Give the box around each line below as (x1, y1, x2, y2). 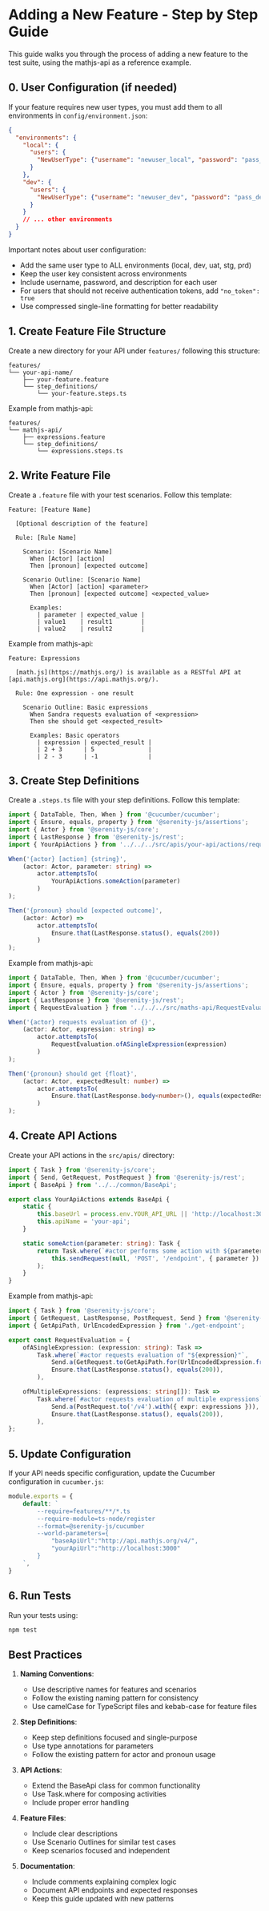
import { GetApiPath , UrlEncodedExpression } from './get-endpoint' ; (8, 1322, 246, 1330)
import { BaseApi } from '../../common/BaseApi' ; (8, 1181, 178, 1189)
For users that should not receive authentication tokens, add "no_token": (19, 286, 260, 296)
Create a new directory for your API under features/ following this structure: (8, 346, 260, 356)
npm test (8, 1626, 38, 1634)
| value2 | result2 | (37, 625, 146, 633)
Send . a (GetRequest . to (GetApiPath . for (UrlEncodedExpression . (50, 1358, 256, 1366)
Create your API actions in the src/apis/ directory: (8, 1150, 175, 1160)
